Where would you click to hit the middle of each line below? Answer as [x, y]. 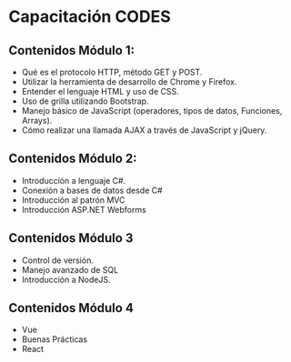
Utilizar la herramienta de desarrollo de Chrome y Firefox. [129, 82]
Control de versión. [58, 260]
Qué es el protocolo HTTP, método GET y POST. [112, 72]
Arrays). [37, 121]
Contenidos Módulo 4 [71, 308]
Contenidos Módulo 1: [72, 50]
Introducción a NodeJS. [66, 279]
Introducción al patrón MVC [73, 200]
